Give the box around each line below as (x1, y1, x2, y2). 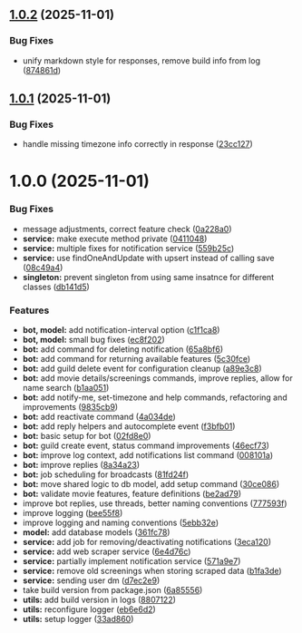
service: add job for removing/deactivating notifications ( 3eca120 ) (22, 537, 272, 548)
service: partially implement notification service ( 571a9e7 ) (22, 556, 241, 567)
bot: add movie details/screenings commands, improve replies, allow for (22, 373, 293, 384)
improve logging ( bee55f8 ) (22, 508, 123, 519)
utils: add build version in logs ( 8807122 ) (22, 594, 177, 606)
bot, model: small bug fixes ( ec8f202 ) (22, 335, 165, 346)
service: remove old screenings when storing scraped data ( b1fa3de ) (22, 566, 283, 577)
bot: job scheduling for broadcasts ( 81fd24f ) (22, 469, 190, 480)
